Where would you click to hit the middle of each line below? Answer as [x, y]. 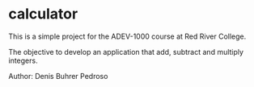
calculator [43, 14]
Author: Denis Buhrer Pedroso [58, 76]
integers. [23, 60]
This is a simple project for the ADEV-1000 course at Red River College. [127, 36]
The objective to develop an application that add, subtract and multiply [126, 52]
